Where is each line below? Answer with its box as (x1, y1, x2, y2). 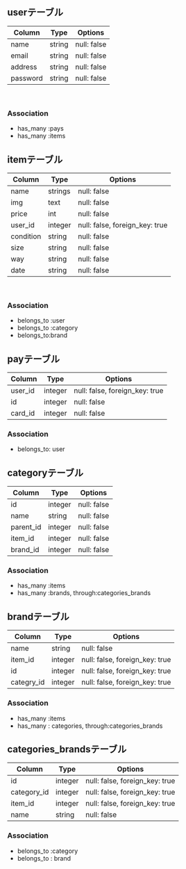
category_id (10, 788, 49, 797)
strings (48, 186, 71, 196)
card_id (10, 409, 35, 419)
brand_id (10, 545, 40, 555)
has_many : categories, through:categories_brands (17, 722, 163, 730)
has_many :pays (17, 124, 64, 133)
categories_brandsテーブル (7, 743, 127, 755)
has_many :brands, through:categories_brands (17, 589, 151, 597)
